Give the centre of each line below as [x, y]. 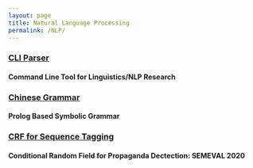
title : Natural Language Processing [69, 23]
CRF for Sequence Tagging [61, 137]
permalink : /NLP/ [37, 30]
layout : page [30, 15]
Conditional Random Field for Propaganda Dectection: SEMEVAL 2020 [127, 155]
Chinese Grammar [44, 97]
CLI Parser [29, 58]
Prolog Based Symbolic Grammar [64, 116]
